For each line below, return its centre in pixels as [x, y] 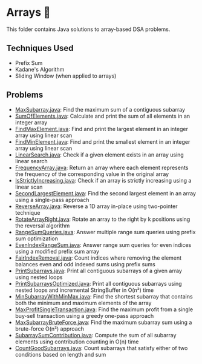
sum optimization [37, 238]
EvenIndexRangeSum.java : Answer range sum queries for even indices [103, 244]
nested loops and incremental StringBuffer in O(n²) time [84, 290]
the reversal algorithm [42, 225]
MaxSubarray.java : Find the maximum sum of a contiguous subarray [100, 109]
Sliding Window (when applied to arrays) [66, 76]
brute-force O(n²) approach [50, 329]
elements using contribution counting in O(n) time [77, 342]
